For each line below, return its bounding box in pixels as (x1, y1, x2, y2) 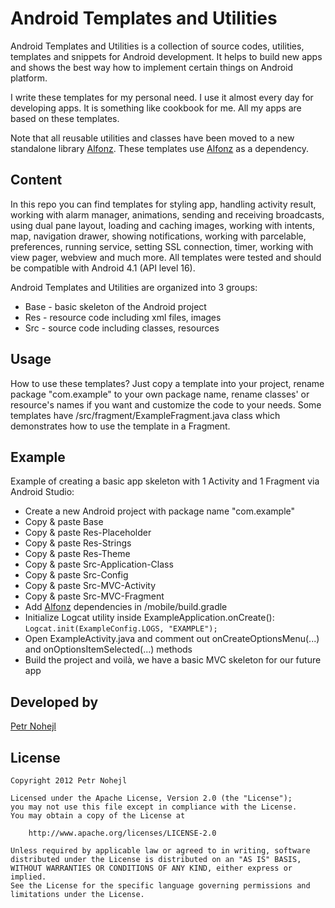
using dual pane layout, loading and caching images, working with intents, (10, 219, 315, 231)
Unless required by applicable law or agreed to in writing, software (10, 846, 311, 856)
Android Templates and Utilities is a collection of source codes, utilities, (10, 40, 305, 52)
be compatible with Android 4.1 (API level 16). (10, 262, 196, 274)
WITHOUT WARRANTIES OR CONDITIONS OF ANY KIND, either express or (10, 863, 293, 873)
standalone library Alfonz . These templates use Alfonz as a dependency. (10, 142, 310, 154)
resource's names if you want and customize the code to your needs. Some (10, 398, 322, 411)
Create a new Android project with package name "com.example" (24, 505, 296, 517)
